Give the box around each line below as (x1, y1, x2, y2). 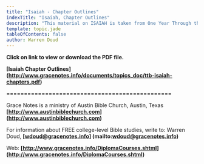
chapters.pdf (6, 78, 41, 85)
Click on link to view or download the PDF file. (6, 54, 124, 61)
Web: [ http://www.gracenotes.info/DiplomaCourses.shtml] (6, 145, 159, 151)
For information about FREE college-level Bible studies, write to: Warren (6, 126, 185, 133)
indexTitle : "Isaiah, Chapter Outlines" (6, 15, 110, 21)
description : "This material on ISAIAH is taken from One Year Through (6, 20, 191, 26)
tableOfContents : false (6, 31, 67, 38)
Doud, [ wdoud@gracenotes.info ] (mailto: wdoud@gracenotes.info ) (6, 133, 179, 140)
